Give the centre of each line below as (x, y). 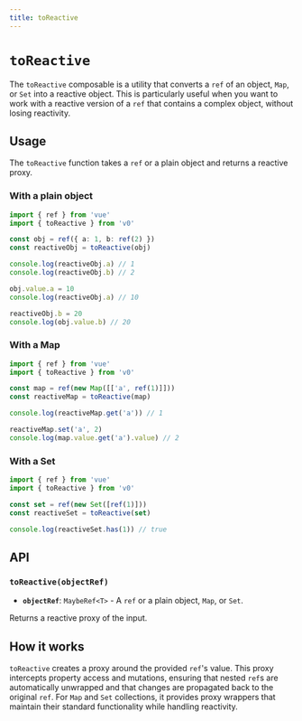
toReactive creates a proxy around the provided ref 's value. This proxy (142, 669)
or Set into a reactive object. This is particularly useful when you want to (144, 94)
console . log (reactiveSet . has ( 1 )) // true (88, 529)
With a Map (35, 345)
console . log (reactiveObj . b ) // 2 (72, 273)
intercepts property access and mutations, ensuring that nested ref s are (144, 678)
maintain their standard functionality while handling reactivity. (124, 707)
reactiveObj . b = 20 (46, 314)
